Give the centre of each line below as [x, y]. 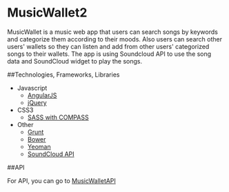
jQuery [37, 102]
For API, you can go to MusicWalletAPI [61, 180]
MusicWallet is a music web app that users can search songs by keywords [113, 32]
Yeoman [39, 146]
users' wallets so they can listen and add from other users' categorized [108, 46]
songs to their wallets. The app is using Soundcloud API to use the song [109, 54]
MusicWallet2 [47, 13]
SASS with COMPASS [58, 117]
